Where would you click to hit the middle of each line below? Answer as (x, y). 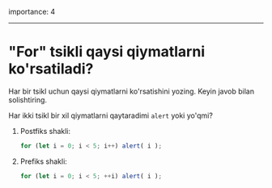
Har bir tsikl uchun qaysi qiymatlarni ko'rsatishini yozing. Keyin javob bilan (132, 91)
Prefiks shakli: (43, 161)
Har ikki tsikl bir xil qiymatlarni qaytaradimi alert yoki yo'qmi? (110, 115)
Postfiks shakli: (45, 131)
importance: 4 (32, 12)
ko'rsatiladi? (51, 69)
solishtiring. (28, 99)
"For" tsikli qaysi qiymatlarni (106, 52)
